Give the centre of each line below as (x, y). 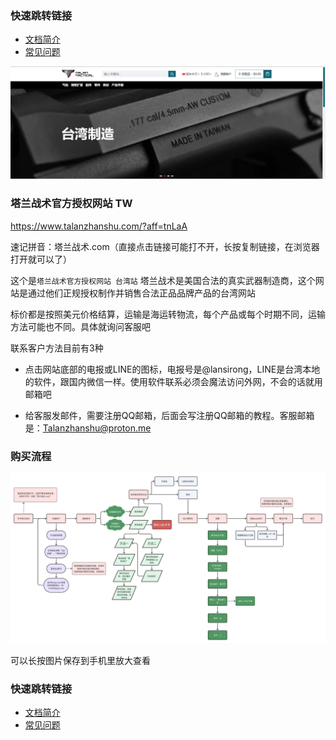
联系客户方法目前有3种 (57, 348)
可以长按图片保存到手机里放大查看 (80, 660)
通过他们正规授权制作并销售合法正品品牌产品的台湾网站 (141, 293)
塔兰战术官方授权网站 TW (71, 204)
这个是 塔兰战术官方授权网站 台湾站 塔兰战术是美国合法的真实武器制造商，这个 (163, 280)
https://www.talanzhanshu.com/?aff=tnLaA (99, 226)
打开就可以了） (41, 259)
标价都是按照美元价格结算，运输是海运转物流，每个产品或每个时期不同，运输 (168, 314)
